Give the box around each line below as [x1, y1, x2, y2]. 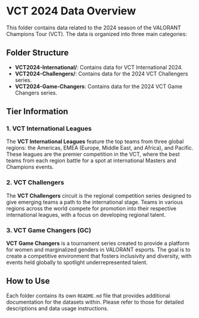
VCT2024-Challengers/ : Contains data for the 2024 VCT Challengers [14, 70, 188, 77]
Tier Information [6, 107, 68, 117]
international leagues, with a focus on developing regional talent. [6, 211, 166, 218]
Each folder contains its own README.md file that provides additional [6, 292, 171, 299]
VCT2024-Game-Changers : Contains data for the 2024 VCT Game [14, 83, 183, 90]
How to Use [6, 276, 50, 286]
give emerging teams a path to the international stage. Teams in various [6, 198, 183, 205]
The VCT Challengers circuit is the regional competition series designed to [6, 192, 192, 199]
